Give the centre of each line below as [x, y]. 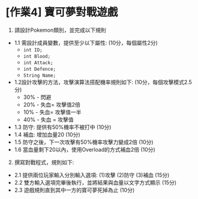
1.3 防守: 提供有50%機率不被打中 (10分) [63, 127]
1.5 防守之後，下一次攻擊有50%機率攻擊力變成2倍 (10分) [84, 142]
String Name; [40, 76]
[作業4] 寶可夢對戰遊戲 [62, 12]
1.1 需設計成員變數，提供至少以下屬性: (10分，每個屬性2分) [86, 43]
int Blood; [37, 56]
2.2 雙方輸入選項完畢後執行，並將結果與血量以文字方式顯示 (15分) [95, 182]
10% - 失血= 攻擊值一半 [52, 112]
